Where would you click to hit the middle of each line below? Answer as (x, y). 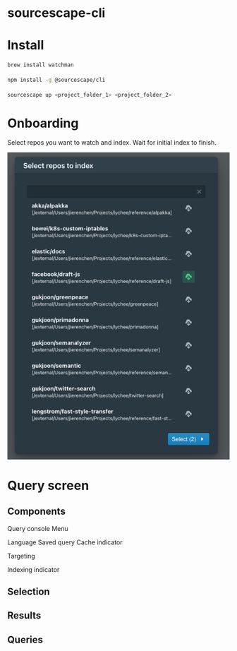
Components (36, 512)
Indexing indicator (34, 569)
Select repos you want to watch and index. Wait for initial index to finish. (112, 143)
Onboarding (43, 123)
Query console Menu (38, 528)
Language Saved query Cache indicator (65, 542)
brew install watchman (41, 65)
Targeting (21, 556)
